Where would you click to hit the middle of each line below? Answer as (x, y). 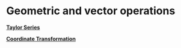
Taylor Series (23, 27)
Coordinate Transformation (41, 39)
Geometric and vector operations (91, 11)
